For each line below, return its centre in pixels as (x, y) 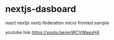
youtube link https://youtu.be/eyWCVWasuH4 (52, 32)
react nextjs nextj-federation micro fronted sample (57, 23)
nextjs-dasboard (41, 9)
